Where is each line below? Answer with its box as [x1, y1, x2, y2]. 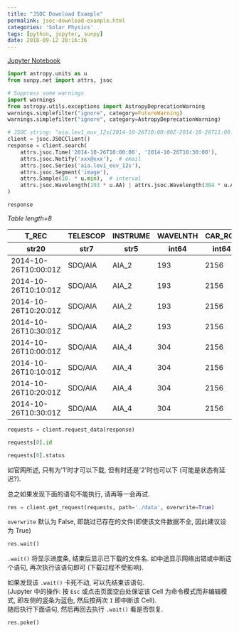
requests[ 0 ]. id [7, 439, 53, 446]
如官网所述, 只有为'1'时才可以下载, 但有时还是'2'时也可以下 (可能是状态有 [7, 465, 220, 474]
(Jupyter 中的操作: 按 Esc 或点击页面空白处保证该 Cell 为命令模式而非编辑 [7, 587, 221, 596]
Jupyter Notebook [7, 56, 61, 65]
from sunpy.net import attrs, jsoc [7, 77, 113, 84]
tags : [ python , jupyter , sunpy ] [7, 30, 103, 38]
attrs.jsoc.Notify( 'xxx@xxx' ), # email [20, 155, 142, 162]
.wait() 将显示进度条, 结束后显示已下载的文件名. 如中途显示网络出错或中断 [7, 554, 226, 563]
